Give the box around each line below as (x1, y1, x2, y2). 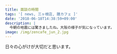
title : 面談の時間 (5, 7, 39, 12)
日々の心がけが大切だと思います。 (5, 44, 73, 49)
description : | (5, 20, 36, 26)
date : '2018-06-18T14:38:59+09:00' (5, 16, 78, 21)
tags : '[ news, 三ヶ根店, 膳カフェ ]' (5, 12, 78, 17)
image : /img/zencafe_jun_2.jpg (5, 30, 69, 35)
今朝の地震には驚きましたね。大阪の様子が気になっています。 (9, 25, 115, 30)
